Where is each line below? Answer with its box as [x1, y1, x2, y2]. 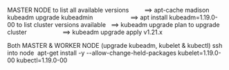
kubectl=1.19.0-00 [16, 56, 68, 64]
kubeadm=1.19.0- [169, 13, 218, 21]
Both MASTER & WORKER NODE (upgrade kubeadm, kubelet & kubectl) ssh [7, 42, 223, 49]
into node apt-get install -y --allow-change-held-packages [7, 49, 176, 57]
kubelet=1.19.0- [177, 49, 221, 57]
